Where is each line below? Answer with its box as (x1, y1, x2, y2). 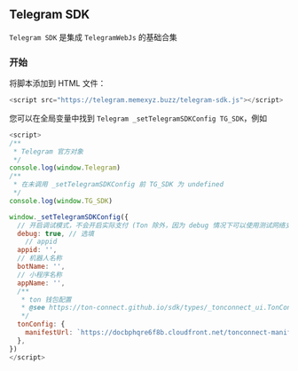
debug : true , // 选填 (17, 229, 95, 238)
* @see (20, 304, 46, 312)
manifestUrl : (25, 328, 74, 337)
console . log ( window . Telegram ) (9, 163, 122, 172)
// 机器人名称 (17, 254, 63, 263)
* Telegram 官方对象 (12, 146, 84, 156)
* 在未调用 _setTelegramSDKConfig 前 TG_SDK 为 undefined (12, 180, 224, 189)
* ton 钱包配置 (20, 295, 72, 304)
